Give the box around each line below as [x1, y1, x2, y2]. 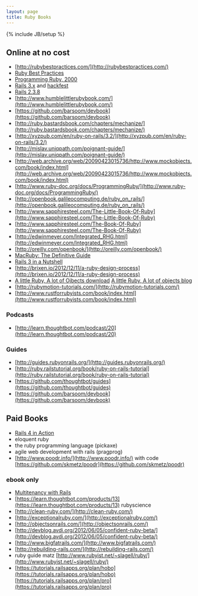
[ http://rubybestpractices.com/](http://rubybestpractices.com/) [14, 63, 169, 70]
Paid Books [6, 414, 48, 424]
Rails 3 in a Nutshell [14, 258, 63, 265]
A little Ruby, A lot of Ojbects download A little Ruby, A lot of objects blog [14, 277, 192, 284]
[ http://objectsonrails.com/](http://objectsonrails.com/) [14, 520, 149, 527]
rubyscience [121, 501, 152, 509]
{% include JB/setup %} [6, 30, 65, 37]
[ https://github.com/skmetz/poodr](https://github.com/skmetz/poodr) [14, 460, 185, 468]
